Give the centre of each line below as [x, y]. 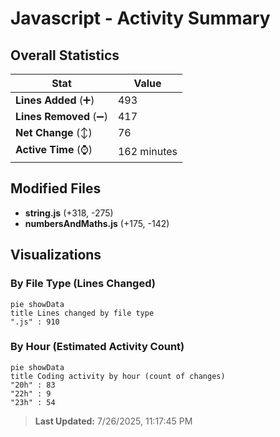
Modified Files [56, 188]
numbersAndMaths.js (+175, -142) [97, 223]
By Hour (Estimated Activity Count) [97, 347]
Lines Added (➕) [55, 100]
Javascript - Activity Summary [140, 18]
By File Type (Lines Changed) [83, 284]
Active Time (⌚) [54, 149]
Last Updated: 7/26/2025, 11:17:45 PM [113, 421]
